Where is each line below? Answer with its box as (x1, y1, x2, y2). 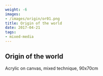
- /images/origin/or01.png (5, 16, 60, 21)
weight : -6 (5, 7, 27, 12)
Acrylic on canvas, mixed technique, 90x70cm (5, 65, 99, 71)
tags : (5, 30, 16, 35)
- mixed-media (5, 35, 34, 39)
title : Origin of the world (5, 20, 62, 26)
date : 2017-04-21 (5, 25, 41, 30)
